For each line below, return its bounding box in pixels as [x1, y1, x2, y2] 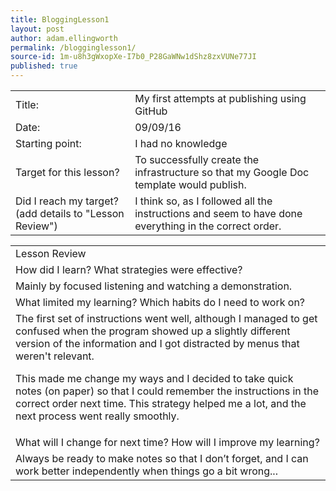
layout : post [10, 24, 65, 34]
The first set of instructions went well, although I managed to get [15, 312, 318, 325]
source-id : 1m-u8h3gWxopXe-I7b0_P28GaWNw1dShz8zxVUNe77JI [10, 52, 257, 62]
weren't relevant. [15, 349, 95, 363]
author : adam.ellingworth [10, 33, 118, 43]
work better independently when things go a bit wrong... [15, 464, 278, 478]
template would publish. [134, 178, 247, 191]
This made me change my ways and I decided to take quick [15, 372, 294, 385]
